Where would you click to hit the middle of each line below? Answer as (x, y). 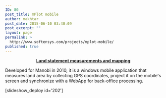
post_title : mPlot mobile (32, 14)
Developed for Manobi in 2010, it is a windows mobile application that (76, 70)
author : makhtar (22, 19)
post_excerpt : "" (23, 28)
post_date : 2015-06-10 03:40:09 (38, 24)
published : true (22, 47)
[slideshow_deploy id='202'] (34, 90)
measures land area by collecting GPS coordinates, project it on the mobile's (83, 75)
